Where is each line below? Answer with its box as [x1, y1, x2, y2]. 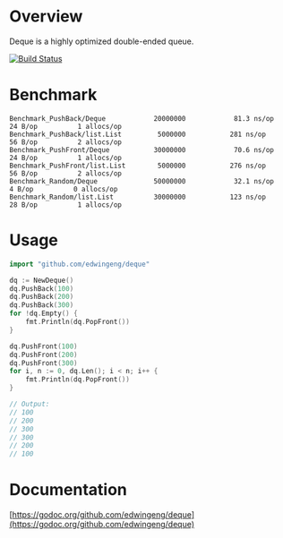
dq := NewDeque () [9, 276, 74, 285]
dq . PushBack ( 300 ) [9, 301, 74, 310]
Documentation [9, 480, 128, 500]
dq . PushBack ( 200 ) [9, 293, 74, 302]
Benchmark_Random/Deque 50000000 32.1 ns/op [9, 176, 275, 185]
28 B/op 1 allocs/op [9, 200, 123, 209]
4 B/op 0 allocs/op [9, 184, 118, 193]
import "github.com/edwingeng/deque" [9, 260, 150, 269]
